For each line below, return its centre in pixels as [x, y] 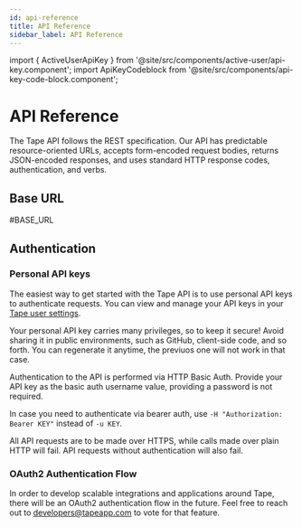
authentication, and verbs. [58, 170]
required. [26, 396]
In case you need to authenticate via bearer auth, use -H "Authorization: [146, 413]
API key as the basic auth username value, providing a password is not [141, 386]
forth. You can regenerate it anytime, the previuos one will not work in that [147, 350]
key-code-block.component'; [64, 80]
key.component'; [41, 70]
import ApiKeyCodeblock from [130, 70]
